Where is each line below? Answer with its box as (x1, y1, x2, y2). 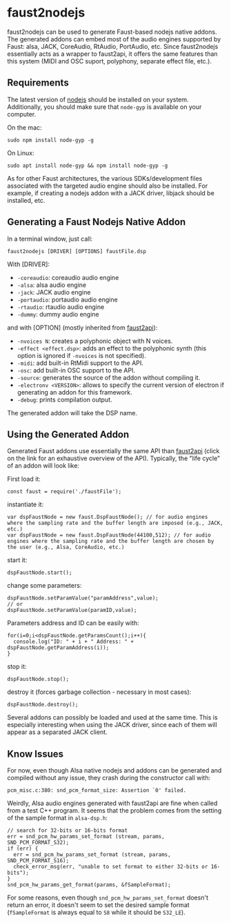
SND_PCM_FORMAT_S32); (7, 840, 70, 846)
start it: (7, 556, 28, 564)
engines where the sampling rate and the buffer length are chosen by (7, 538, 214, 545)
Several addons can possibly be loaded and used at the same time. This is (7, 713, 219, 722)
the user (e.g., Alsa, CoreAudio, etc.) (7, 544, 125, 551)
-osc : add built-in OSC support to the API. (17, 366, 136, 374)
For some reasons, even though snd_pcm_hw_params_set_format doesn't (7, 893, 209, 902)
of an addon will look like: (7, 461, 79, 470)
